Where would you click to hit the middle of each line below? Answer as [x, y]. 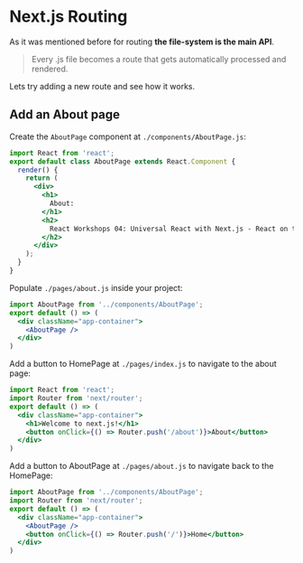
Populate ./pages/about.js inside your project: [96, 287]
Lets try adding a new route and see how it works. [102, 86]
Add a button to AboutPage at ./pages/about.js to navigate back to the [142, 466]
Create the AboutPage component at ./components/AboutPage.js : [128, 136]
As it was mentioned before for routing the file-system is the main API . [142, 42]
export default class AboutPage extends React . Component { [123, 161]
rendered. [50, 69]
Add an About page [64, 115]
